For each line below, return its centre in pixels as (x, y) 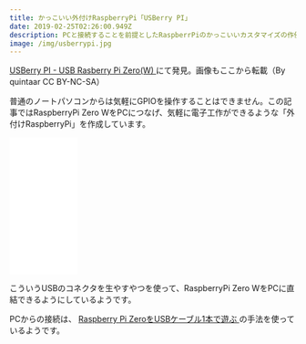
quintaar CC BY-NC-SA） (57, 82)
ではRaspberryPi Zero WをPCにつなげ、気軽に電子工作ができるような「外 (156, 113)
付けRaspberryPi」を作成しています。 (80, 124)
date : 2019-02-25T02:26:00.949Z (71, 26)
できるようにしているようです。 (76, 300)
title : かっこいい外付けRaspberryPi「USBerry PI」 (101, 18)
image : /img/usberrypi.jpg (61, 43)
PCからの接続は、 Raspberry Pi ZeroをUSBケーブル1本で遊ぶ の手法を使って (152, 319)
